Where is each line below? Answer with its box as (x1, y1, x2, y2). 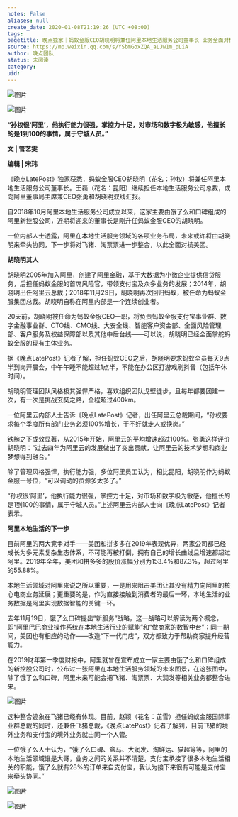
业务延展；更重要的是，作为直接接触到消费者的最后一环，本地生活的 (25, 590, 225, 598)
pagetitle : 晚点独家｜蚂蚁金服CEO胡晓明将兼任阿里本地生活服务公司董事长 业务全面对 (7, 37, 229, 44)
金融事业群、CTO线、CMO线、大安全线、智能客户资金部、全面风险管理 (13, 321, 222, 329)
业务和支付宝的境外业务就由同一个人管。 (13, 730, 132, 738)
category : (7, 63, 37, 70)
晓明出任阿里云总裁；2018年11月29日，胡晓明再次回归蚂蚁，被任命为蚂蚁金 (7, 288, 227, 297)
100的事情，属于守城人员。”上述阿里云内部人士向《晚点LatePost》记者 (22, 500, 225, 508)
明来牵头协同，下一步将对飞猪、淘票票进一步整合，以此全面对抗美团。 (7, 240, 212, 248)
